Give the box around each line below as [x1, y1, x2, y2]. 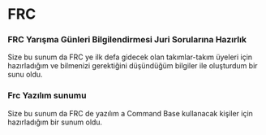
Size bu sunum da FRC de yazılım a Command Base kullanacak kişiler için [7, 108, 253, 118]
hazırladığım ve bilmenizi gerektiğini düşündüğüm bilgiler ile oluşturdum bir [7, 61, 258, 71]
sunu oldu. [7, 70, 43, 80]
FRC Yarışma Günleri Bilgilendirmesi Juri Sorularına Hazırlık [7, 34, 247, 46]
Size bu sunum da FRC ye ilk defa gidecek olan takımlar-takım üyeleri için [7, 52, 253, 62]
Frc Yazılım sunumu [7, 90, 87, 102]
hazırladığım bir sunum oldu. [7, 117, 103, 127]
